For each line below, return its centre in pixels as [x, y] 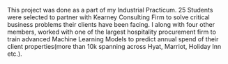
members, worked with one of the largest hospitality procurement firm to [112, 32]
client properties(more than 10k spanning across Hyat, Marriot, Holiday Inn [114, 46]
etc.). [15, 54]
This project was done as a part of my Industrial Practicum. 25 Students [110, 10]
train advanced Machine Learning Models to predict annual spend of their [113, 39]
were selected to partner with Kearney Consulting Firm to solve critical [109, 17]
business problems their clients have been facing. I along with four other [111, 24]
